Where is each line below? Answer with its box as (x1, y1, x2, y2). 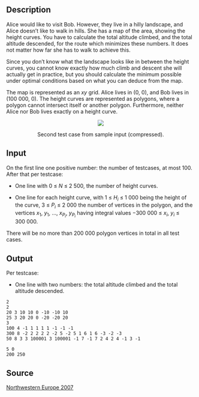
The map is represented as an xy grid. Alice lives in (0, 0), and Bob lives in (6, 88, 189, 95)
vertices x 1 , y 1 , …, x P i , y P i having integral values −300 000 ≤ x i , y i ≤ (14, 210, 180, 219)
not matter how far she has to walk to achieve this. (6, 46, 131, 53)
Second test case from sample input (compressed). (37, 130, 164, 138)
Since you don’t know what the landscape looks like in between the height (6, 58, 189, 65)
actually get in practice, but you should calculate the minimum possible (6, 70, 182, 77)
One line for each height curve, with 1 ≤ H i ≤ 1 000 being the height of (14, 193, 187, 202)
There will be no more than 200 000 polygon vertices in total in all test (6, 229, 180, 237)
